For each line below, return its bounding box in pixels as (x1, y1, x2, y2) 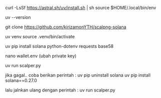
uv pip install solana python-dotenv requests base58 (5, 43, 114, 49)
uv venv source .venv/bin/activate (5, 34, 75, 39)
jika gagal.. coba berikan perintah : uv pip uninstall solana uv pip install (5, 72, 151, 78)
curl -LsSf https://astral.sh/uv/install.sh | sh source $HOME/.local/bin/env (5, 5, 156, 10)
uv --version (5, 14, 31, 20)
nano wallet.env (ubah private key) (5, 53, 76, 59)
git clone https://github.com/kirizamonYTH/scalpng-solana (5, 24, 126, 30)
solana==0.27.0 (5, 78, 37, 83)
